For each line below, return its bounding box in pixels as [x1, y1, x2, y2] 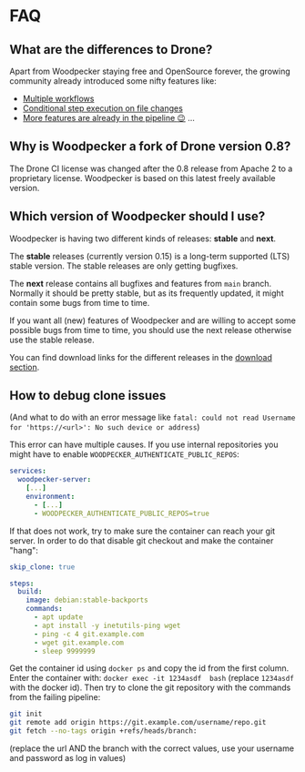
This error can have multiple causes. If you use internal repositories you [9, 439, 279, 451]
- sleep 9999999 [33, 646, 96, 655]
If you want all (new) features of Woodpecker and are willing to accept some [9, 315, 296, 326]
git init [9, 709, 43, 719]
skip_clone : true [9, 562, 76, 572]
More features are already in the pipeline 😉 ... [22, 113, 196, 123]
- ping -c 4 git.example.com [33, 629, 145, 638]
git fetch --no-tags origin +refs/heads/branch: [9, 726, 198, 736]
